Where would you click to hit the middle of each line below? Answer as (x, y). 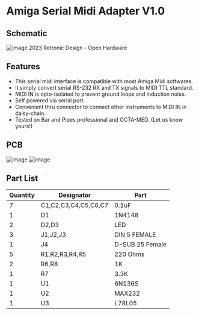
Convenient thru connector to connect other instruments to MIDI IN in (101, 107)
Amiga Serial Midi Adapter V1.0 (86, 11)
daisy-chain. (30, 113)
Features (23, 67)
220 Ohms (129, 254)
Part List (22, 179)
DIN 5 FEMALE (135, 235)
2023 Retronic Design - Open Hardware (78, 48)
